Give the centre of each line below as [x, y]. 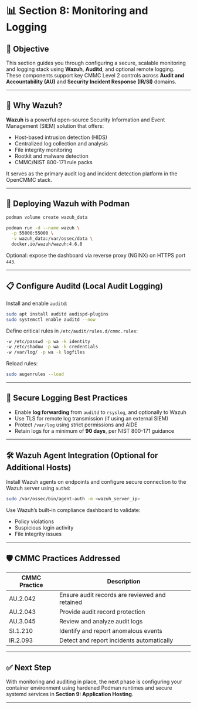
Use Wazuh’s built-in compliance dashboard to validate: [73, 510]
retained [71, 602]
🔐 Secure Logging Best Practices [67, 398]
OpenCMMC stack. [29, 179]
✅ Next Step [29, 668]
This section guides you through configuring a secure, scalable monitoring [96, 63]
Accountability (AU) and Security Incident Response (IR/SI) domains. [91, 82]
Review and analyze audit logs [101, 622]
